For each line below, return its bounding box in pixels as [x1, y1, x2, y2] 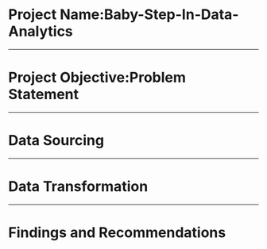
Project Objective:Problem [8, 69, 187, 86]
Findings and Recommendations [8, 224, 226, 241]
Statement [8, 86, 79, 104]
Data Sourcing [8, 132, 105, 150]
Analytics [8, 22, 73, 40]
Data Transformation [8, 178, 149, 195]
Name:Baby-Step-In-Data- [59, 6, 239, 24]
